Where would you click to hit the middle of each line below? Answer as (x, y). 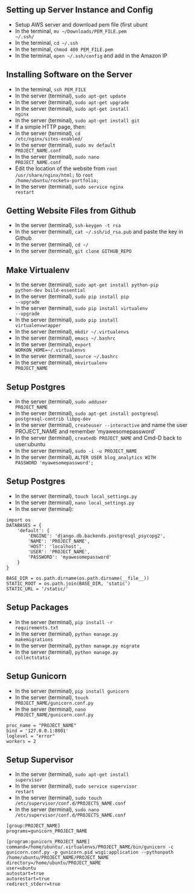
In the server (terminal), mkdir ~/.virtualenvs (72, 332)
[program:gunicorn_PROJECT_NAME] (48, 842)
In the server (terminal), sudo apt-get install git (77, 120)
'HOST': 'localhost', (55, 546)
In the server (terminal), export (53, 344)
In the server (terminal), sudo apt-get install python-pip (87, 285)
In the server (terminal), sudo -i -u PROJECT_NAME (76, 451)
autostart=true (25, 874)
